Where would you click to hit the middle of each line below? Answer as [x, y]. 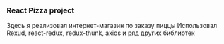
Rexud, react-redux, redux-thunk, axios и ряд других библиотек [101, 33]
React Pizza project [41, 10]
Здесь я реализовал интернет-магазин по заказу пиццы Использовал [112, 26]
